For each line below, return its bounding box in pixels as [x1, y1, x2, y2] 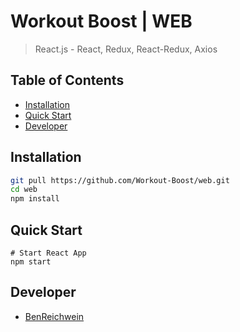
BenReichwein [24, 310, 85, 322]
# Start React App [10, 248, 87, 258]
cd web [10, 185, 38, 195]
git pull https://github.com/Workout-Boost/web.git [10, 175, 230, 185]
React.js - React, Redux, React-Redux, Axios [34, 43, 218, 55]
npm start [10, 257, 52, 267]
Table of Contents [10, 72, 125, 89]
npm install [10, 194, 60, 204]
